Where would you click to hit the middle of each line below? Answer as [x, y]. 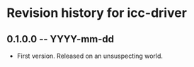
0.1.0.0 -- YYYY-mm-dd [61, 39]
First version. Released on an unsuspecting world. [90, 56]
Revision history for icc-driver [97, 13]
